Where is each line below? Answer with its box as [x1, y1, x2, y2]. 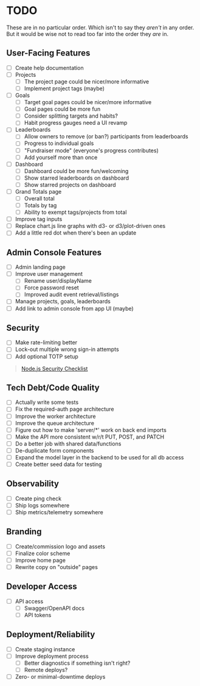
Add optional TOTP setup [15, 353, 79, 360]
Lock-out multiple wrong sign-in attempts [15, 345, 120, 353]
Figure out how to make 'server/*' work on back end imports [15, 426, 167, 433]
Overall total [24, 194, 55, 202]
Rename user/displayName [24, 277, 92, 285]
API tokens [24, 612, 52, 618]
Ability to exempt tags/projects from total [24, 208, 127, 216]
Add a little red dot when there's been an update [15, 229, 137, 236]
